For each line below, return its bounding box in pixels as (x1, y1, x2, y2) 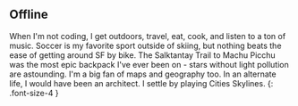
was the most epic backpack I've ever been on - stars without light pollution (9, 59, 289, 69)
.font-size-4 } (9, 87, 60, 98)
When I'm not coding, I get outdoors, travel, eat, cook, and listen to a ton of (9, 30, 286, 41)
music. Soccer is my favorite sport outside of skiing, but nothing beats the (9, 40, 282, 51)
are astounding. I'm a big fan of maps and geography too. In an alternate (9, 69, 277, 79)
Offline (9, 7, 48, 22)
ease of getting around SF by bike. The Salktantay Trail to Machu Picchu (9, 49, 276, 61)
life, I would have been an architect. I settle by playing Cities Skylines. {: (9, 77, 274, 88)
